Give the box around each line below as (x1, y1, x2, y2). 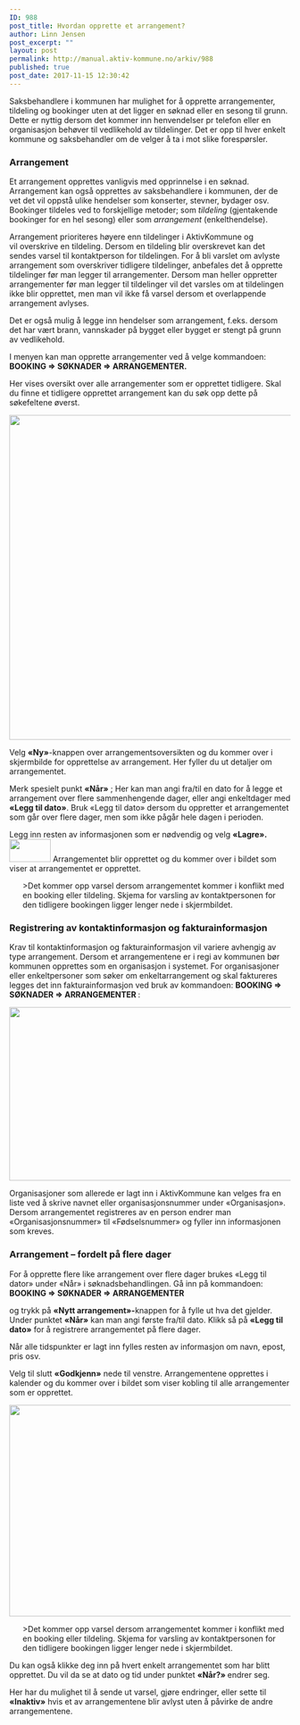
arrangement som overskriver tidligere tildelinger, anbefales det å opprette (9, 260, 283, 271)
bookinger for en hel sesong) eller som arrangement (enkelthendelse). (9, 214, 268, 225)
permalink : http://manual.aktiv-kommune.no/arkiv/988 (9, 54, 214, 63)
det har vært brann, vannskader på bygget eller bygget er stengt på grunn (9, 325, 281, 336)
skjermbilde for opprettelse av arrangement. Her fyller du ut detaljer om (9, 756, 272, 768)
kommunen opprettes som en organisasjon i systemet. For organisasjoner (9, 961, 279, 971)
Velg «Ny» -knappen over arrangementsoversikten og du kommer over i (9, 747, 273, 758)
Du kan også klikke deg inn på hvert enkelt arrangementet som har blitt (9, 1660, 271, 1671)
